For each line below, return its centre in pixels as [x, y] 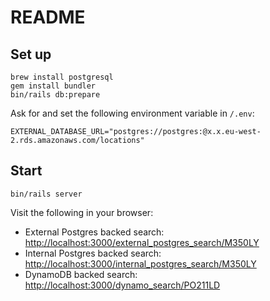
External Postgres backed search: [94, 232]
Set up [31, 54]
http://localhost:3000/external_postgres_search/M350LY [142, 242]
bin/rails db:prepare [55, 95]
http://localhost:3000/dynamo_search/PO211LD [122, 285]
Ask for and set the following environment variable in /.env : [132, 113]
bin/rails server [46, 194]
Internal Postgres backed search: [93, 253]
